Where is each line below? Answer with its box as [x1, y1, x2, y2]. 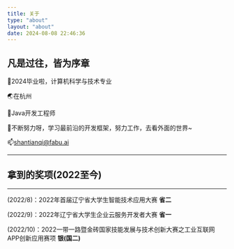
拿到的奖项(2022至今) [7, 169, 102, 181]
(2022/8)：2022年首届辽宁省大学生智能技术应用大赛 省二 [7, 195, 172, 204]
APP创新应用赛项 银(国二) [7, 234, 81, 242]
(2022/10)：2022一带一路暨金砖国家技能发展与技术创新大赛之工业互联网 [7, 225, 215, 234]
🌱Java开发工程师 [7, 109, 56, 117]
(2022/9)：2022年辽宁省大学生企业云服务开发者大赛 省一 [7, 210, 172, 218]
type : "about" [7, 17, 49, 24]
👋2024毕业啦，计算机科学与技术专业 [7, 77, 112, 86]
